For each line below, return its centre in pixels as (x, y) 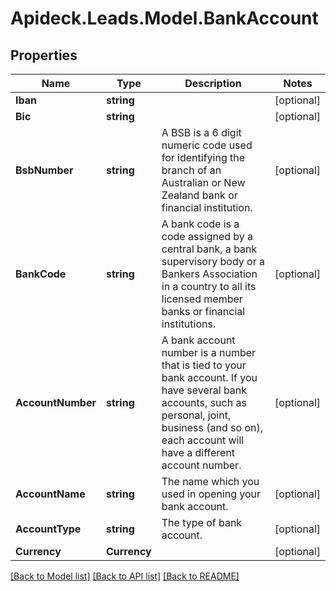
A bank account (198, 340)
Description (213, 83)
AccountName (50, 494)
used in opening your (211, 494)
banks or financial (203, 311)
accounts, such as (204, 402)
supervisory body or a (213, 261)
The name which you (210, 481)
